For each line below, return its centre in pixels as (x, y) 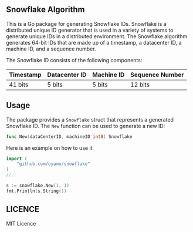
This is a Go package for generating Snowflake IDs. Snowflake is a (86, 23)
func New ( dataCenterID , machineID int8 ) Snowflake (69, 137)
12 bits (140, 85)
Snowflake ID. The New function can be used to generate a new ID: (86, 126)
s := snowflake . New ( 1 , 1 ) (38, 186)
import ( (17, 159)
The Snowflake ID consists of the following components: (74, 60)
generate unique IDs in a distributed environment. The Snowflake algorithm (97, 36)
